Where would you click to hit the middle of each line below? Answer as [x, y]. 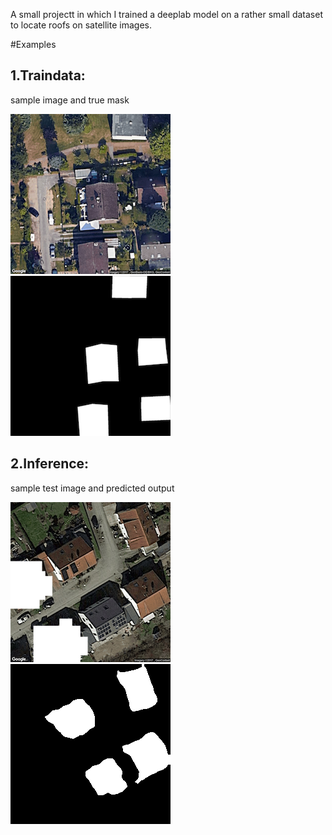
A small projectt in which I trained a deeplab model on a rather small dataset [166, 14]
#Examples [33, 44]
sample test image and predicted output [92, 488]
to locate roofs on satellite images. [81, 25]
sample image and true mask [70, 100]
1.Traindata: [48, 75]
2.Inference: [50, 464]
